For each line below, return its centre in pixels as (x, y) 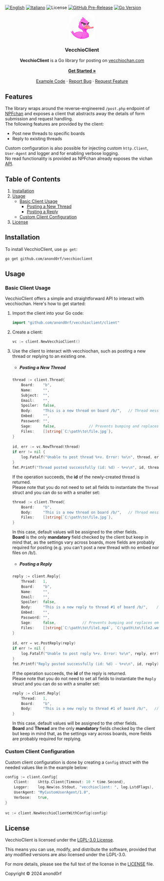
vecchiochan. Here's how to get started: (45, 304)
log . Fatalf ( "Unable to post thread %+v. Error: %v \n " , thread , (87, 457)
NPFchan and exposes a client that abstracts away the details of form (75, 114)
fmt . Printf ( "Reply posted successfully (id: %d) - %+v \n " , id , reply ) (85, 664)
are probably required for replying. (47, 739)
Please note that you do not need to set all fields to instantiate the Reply (84, 678)
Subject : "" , (35, 395)
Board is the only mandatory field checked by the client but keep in (80, 537)
